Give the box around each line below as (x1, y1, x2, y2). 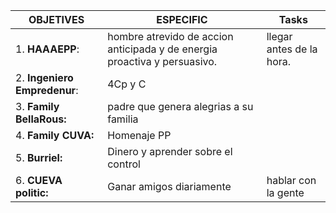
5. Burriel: (15, 151, 63, 164)
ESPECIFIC (156, 13, 208, 26)
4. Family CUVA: (15, 129, 95, 142)
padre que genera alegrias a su (107, 100, 254, 113)
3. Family (15, 100, 60, 113)
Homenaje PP (107, 129, 172, 142)
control (107, 157, 141, 171)
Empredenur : (15, 84, 79, 97)
